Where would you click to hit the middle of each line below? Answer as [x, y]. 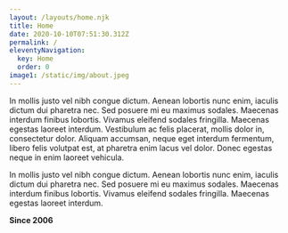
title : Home [31, 26]
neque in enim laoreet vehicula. [67, 157]
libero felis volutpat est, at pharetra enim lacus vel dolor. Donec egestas [141, 148]
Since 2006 [31, 220]
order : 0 [33, 68]
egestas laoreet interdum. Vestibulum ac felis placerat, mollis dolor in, [137, 129]
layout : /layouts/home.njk [59, 17]
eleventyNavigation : [48, 51]
